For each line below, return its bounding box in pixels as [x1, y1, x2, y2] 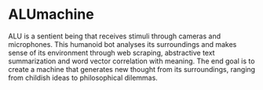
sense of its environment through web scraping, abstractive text [8, 48, 215, 57]
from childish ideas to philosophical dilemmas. [8, 73, 159, 82]
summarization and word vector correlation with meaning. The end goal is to [8, 56, 255, 66]
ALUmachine [8, 5, 94, 23]
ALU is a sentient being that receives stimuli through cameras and [8, 31, 221, 41]
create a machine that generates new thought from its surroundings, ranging [8, 64, 256, 74]
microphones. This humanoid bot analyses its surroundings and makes [8, 39, 237, 49]
